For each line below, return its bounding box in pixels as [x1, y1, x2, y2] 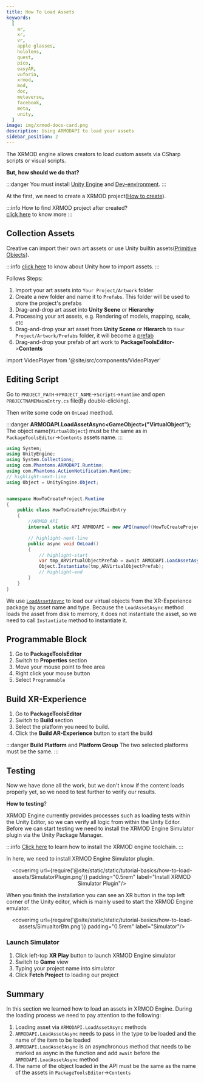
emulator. [6, 905, 30, 912]
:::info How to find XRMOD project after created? [6, 204, 127, 211]
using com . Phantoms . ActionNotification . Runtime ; [6, 468, 132, 474]
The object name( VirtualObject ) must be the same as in [6, 427, 148, 434]
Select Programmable [15, 676, 66, 684]
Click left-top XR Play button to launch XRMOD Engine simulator [15, 952, 176, 959]
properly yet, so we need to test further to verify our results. [6, 788, 157, 796]
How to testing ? [6, 800, 47, 808]
